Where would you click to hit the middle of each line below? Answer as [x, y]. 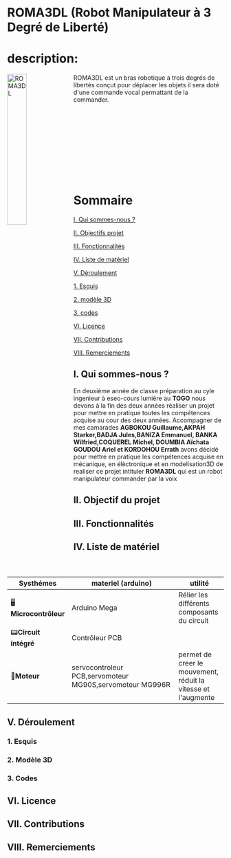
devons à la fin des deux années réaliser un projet [144, 405]
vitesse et [194, 689]
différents [194, 604]
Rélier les [193, 595]
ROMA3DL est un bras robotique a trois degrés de [144, 78]
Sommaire [103, 200]
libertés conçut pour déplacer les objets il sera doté [146, 85]
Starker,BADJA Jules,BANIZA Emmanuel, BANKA [145, 434]
